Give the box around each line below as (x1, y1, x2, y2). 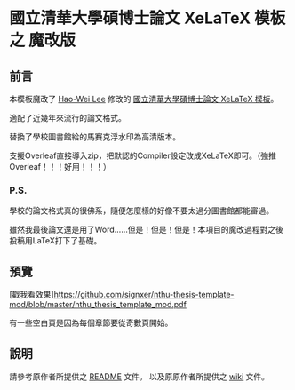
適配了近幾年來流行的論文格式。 (9, 113, 126, 123)
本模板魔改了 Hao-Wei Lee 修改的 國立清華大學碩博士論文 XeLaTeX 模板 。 (9, 94, 279, 104)
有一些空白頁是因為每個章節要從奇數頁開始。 (9, 317, 173, 329)
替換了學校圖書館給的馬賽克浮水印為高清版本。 (9, 131, 180, 142)
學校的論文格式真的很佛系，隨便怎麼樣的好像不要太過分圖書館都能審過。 (9, 205, 274, 216)
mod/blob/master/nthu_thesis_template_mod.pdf (9, 299, 187, 310)
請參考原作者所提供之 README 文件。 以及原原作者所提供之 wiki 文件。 (9, 370, 269, 382)
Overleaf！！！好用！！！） (9, 162, 111, 171)
